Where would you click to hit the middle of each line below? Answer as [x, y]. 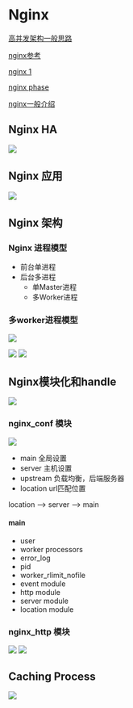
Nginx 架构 [35, 222]
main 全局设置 [43, 458]
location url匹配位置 [53, 488]
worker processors [51, 549]
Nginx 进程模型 [38, 248]
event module [43, 584]
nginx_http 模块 [39, 631]
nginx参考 [25, 55]
